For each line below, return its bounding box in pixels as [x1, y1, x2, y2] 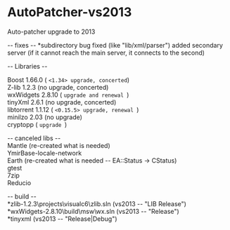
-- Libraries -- [7, 62, 48, 70]
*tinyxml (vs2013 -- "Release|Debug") [7, 215, 117, 223]
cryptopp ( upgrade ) [7, 120, 68, 128]
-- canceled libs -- [7, 134, 61, 142]
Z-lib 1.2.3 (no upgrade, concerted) [7, 83, 109, 91]
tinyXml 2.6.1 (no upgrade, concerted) [7, 97, 117, 106]
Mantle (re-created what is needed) [7, 141, 110, 149]
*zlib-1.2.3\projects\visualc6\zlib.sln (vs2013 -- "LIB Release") [7, 199, 186, 208]
